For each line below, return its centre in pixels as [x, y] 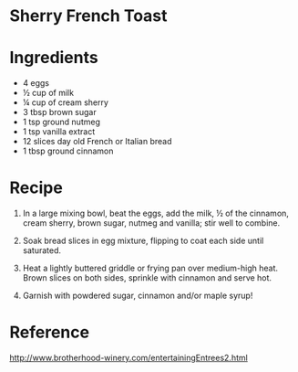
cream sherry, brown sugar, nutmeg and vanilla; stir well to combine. [151, 223]
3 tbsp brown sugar [60, 112]
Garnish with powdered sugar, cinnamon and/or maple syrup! [138, 296]
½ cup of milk [48, 93]
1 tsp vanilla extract [59, 132]
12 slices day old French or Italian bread [97, 142]
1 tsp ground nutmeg [61, 122]
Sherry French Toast [88, 16]
